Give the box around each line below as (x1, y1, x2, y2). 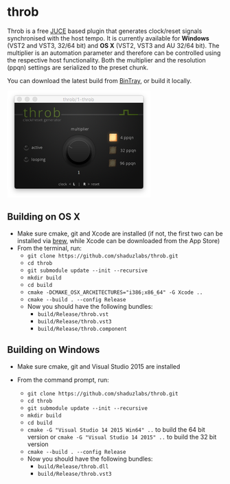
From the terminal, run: (16, 244, 82, 252)
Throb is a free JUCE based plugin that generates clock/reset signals (7, 27, 203, 35)
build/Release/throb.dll (37, 463, 109, 470)
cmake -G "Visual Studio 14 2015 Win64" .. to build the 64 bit (27, 425, 206, 433)
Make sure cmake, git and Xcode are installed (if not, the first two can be (16, 229, 223, 238)
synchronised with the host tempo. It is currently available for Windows (7, 34, 209, 42)
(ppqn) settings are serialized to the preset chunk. (7, 63, 149, 71)
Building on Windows (7, 344, 100, 356)
